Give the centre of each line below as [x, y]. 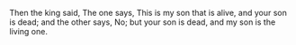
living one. [28, 31]
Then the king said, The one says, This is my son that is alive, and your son [148, 13]
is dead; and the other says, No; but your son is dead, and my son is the [143, 22]
